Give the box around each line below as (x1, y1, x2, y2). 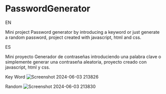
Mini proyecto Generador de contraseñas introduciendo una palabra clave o (5, 53, 161, 60)
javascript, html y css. (5, 64, 50, 70)
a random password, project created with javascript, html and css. (5, 34, 141, 40)
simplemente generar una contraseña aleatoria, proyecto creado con (5, 59, 147, 65)
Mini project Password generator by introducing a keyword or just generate (5, 29, 160, 35)
